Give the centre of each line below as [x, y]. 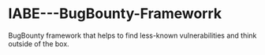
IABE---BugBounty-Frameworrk [115, 14]
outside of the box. [39, 43]
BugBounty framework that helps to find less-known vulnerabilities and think [132, 35]
